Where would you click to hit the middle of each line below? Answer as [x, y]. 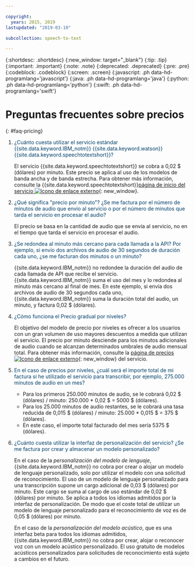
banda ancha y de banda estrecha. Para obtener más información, [93, 179]
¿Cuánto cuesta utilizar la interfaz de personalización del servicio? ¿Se [99, 443]
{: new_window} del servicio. [113, 359]
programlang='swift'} [31, 91]
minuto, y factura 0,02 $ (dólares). [55, 305]
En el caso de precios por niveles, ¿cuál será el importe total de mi [94, 371]
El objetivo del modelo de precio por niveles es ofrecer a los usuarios [97, 328]
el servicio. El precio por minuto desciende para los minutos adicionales [100, 340]
